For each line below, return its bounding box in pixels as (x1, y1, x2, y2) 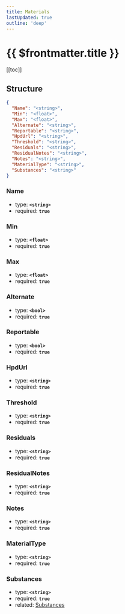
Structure (6, 83, 43, 94)
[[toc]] (6, 66, 22, 73)
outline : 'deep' (6, 20, 47, 26)
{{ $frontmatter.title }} (6, 46, 120, 60)
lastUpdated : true (6, 15, 52, 21)
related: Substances (14, 601, 65, 608)
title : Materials (6, 8, 50, 15)
